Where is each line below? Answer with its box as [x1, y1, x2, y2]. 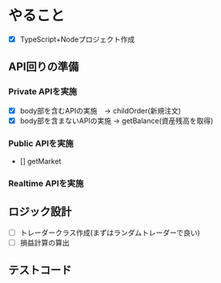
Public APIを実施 [8, 138, 74, 149]
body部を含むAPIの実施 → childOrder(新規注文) [19, 106, 182, 115]
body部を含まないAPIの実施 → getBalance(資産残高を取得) [19, 116, 214, 126]
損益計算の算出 [19, 237, 70, 247]
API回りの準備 [8, 60, 79, 74]
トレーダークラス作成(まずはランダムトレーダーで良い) [19, 228, 200, 237]
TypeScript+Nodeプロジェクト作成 [19, 34, 135, 44]
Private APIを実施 [8, 86, 78, 98]
